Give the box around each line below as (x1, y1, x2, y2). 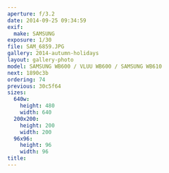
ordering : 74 (7, 76, 46, 83)
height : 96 (20, 142, 52, 149)
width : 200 (20, 129, 52, 136)
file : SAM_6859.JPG (7, 43, 65, 50)
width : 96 (20, 148, 49, 155)
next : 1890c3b (7, 69, 49, 76)
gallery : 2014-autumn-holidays (7, 50, 99, 57)
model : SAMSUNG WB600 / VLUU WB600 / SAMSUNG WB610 (7, 63, 162, 70)
